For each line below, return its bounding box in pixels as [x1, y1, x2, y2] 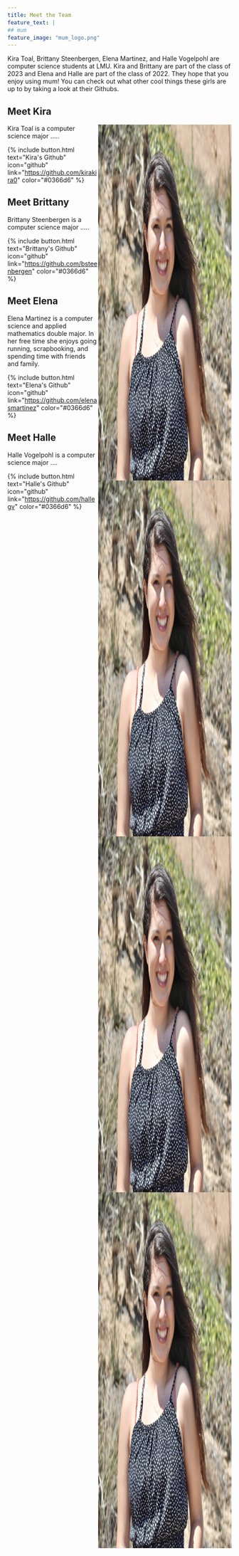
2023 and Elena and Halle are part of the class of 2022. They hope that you [7, 70, 229, 78]
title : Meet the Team [7, 11, 72, 19]
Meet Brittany [7, 196, 70, 209]
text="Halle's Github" [7, 479, 70, 488]
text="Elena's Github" [7, 381, 71, 389]
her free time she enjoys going [7, 337, 97, 345]
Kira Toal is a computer [7, 125, 75, 133]
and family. [7, 359, 40, 368]
